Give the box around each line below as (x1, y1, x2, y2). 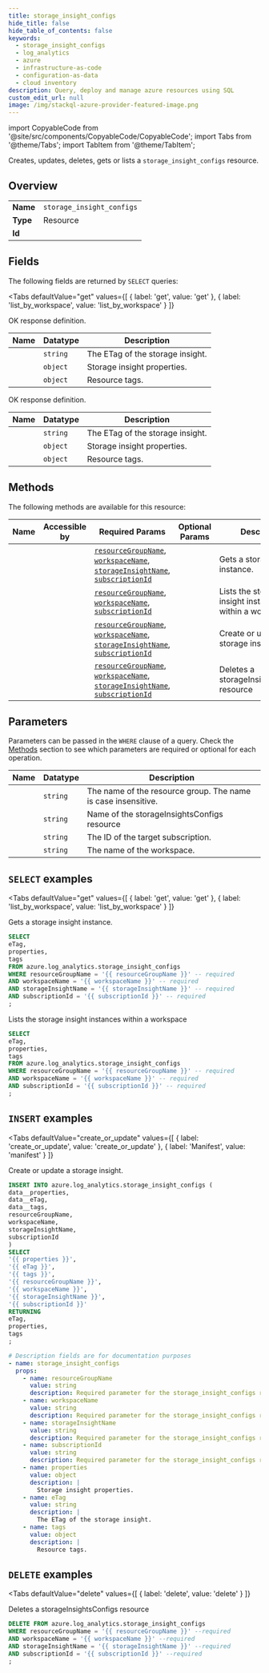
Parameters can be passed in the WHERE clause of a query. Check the (8, 736, 235, 746)
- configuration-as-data (15, 71, 98, 79)
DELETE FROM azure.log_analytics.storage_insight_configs (8, 1620, 206, 1628)
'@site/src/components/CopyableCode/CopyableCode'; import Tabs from (8, 131, 252, 141)
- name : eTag (22, 1494, 66, 1502)
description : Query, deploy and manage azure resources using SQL (8, 86, 235, 95)
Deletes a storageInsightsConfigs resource (8, 1604, 150, 1615)
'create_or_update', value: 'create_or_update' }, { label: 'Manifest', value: (8, 1141, 246, 1151)
